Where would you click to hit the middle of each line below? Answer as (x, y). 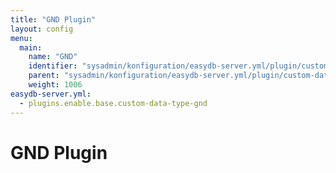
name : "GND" (53, 57)
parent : (44, 76)
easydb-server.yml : (51, 94)
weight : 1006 (55, 85)
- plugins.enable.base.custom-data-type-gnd (113, 103)
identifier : (53, 66)
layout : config (42, 29)
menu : (21, 38)
